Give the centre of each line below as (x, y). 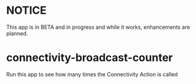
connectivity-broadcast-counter (90, 58)
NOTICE (27, 10)
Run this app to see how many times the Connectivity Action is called (92, 74)
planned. (17, 33)
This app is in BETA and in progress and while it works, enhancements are (98, 27)
